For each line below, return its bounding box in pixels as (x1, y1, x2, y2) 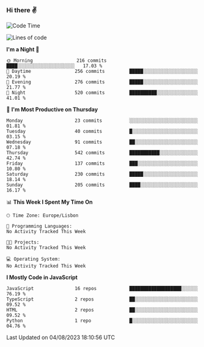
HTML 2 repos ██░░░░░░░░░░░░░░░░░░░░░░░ (6, 307, 199, 313)
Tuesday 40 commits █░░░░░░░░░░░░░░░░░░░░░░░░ (6, 129, 199, 135)
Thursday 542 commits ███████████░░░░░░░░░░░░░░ (6, 150, 199, 156)
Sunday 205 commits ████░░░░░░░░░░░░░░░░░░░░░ (6, 182, 199, 188)
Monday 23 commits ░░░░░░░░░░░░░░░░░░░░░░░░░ (6, 118, 199, 124)
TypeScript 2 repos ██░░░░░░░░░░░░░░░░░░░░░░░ (6, 296, 199, 302)
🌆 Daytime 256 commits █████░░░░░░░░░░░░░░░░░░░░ (6, 69, 199, 75)
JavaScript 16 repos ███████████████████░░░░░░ (6, 286, 199, 292)
